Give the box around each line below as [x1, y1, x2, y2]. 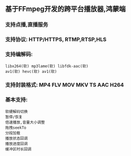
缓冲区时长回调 [5, 146, 32, 151]
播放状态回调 [5, 136, 28, 141]
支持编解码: [5, 51, 33, 58]
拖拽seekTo [5, 125, 27, 130]
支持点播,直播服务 [5, 21, 49, 28]
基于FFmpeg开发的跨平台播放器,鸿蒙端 [5, 5, 126, 14]
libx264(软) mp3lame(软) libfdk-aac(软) [5, 64, 89, 69]
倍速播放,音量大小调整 [5, 120, 45, 125]
